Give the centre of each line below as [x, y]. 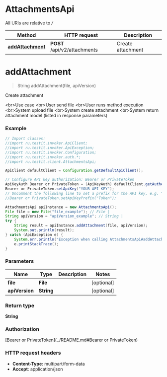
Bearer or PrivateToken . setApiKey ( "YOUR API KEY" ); [60, 189]
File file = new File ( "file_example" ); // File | [58, 212]
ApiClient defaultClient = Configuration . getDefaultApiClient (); [74, 171]
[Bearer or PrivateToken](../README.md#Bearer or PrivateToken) [72, 340]
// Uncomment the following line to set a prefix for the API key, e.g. [82, 193]
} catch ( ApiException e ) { [34, 234]
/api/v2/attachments [74, 50]
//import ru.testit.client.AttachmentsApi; [51, 162]
